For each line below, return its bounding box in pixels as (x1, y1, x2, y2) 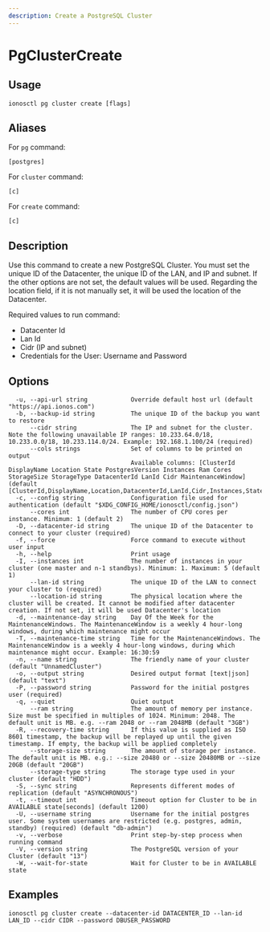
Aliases (8, 121, 47, 135)
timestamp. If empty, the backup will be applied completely (8, 740, 218, 748)
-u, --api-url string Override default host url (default (15, 396, 253, 404)
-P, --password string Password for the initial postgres (15, 684, 250, 692)
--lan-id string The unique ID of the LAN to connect (29, 579, 257, 587)
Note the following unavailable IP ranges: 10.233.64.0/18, (8, 431, 215, 439)
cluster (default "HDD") (8, 775, 92, 783)
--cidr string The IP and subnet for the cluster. (29, 424, 253, 432)
